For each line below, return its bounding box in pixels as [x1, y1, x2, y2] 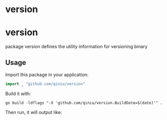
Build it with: [5, 90, 32, 97]
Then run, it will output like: [5, 109, 62, 115]
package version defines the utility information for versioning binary [5, 44, 148, 50]
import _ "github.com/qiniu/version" [5, 81, 86, 87]
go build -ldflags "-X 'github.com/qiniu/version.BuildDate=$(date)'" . [5, 100, 163, 105]
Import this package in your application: [5, 71, 89, 77]
